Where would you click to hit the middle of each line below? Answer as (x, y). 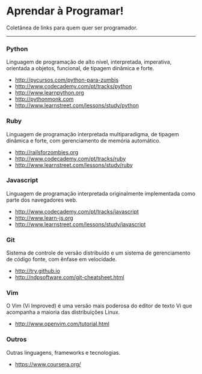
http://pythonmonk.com (44, 99)
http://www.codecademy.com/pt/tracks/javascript (77, 211)
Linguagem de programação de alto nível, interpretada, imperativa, (89, 62)
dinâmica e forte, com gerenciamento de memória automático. (84, 140)
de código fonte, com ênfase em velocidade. (62, 259)
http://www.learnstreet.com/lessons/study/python (77, 106)
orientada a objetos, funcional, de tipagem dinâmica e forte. (80, 68)
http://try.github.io (37, 271)
